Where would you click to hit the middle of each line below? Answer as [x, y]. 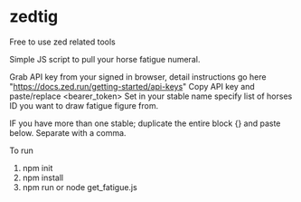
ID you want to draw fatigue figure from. [84, 105]
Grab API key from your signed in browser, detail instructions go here [138, 77]
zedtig [34, 17]
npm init [38, 168]
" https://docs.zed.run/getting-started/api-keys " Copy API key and [132, 86]
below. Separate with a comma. [68, 132]
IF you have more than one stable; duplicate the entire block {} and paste [145, 123]
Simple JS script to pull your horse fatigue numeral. [105, 59]
